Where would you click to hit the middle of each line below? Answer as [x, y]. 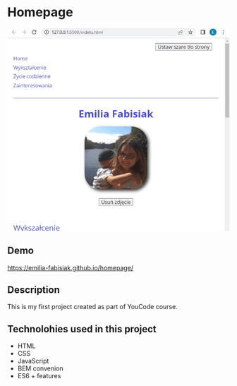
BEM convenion [40, 368]
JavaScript [33, 361]
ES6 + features [39, 376]
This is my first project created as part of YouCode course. [92, 307]
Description [34, 290]
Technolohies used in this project [82, 329]
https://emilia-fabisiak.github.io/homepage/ [71, 267]
